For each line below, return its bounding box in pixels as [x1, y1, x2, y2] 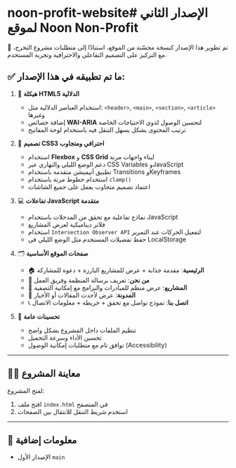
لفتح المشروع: [7, 386, 45, 394]
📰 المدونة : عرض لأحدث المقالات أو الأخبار [27, 290, 136, 299]
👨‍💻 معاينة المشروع [7, 368, 81, 380]
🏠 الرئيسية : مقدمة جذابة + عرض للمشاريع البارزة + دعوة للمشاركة [27, 265, 205, 274]
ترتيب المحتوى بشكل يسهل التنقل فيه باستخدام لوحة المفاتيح [27, 125, 186, 134]
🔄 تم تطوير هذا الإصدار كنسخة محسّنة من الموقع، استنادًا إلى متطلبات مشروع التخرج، [7, 43, 228, 51]
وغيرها [27, 110, 46, 119]
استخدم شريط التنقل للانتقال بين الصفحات [17, 407, 129, 415]
